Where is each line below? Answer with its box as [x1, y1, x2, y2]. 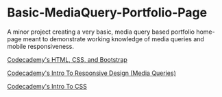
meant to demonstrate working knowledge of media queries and [23, 34, 204, 43]
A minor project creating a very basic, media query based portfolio [7, 28, 195, 36]
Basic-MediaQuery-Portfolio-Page [7, 5, 208, 21]
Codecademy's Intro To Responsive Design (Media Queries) [7, 69, 176, 77]
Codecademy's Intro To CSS [7, 82, 87, 90]
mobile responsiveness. [7, 42, 74, 50]
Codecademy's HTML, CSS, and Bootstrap [7, 55, 128, 63]
